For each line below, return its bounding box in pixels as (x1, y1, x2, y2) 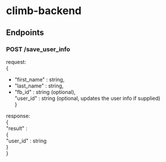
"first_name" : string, (14, 76, 65, 83)
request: (6, 58, 26, 65)
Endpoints (6, 28, 44, 38)
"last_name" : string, (14, 82, 64, 89)
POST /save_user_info (6, 45, 70, 53)
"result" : (6, 124, 28, 131)
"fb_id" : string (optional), (14, 88, 76, 95)
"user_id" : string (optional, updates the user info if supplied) (14, 95, 161, 102)
